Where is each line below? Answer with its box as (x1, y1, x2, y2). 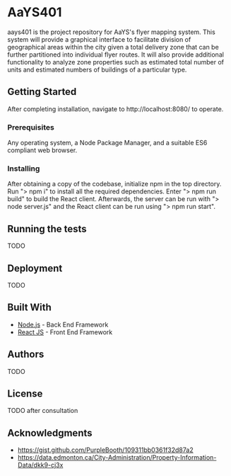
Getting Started (7, 86, 77, 98)
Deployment (7, 262, 63, 274)
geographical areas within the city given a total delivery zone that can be (7, 42, 219, 51)
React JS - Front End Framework (17, 327, 113, 336)
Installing (7, 164, 40, 174)
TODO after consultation (7, 407, 78, 415)
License (7, 387, 43, 399)
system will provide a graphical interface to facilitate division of (7, 35, 191, 43)
